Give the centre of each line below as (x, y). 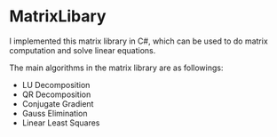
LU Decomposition (56, 85)
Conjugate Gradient (58, 103)
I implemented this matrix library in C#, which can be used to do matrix (138, 41)
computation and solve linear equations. (83, 50)
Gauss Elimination (55, 113)
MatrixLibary (58, 16)
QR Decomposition (56, 94)
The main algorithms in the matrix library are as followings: (116, 68)
